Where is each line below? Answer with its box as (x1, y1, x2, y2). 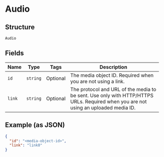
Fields (5, 49, 24, 57)
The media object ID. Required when (70, 72, 154, 79)
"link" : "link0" (9, 143, 42, 148)
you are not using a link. (70, 78, 125, 85)
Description (99, 64, 128, 70)
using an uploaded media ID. (70, 104, 136, 111)
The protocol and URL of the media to (70, 86, 157, 92)
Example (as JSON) (5, 121, 65, 129)
